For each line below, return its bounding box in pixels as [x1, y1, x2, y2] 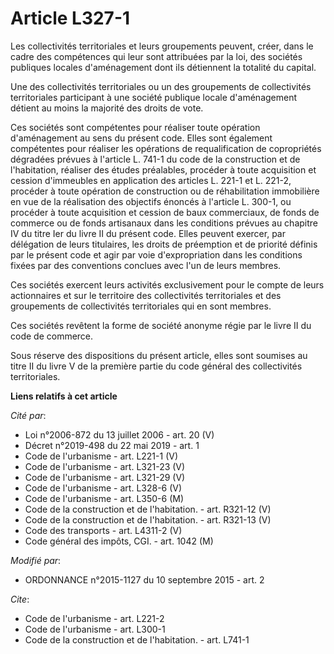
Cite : [10, 593, 30, 605]
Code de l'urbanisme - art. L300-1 [24, 623, 166, 635]
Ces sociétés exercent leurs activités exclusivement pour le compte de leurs [10, 278, 325, 291]
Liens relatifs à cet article [10, 390, 118, 402]
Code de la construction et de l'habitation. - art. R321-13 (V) [24, 513, 272, 526]
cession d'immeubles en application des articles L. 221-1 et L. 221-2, [10, 174, 292, 186]
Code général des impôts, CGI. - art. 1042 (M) [24, 535, 214, 547]
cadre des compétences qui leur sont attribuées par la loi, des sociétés [10, 50, 303, 62]
